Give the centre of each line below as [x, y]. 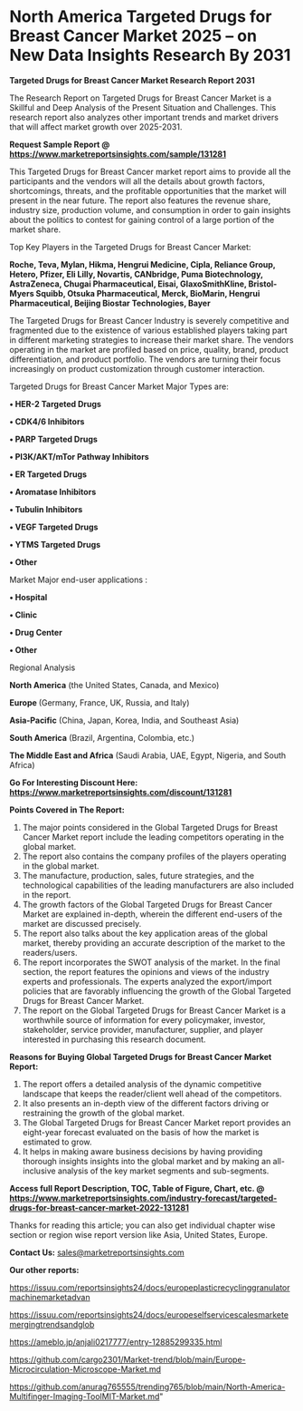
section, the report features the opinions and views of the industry [146, 971]
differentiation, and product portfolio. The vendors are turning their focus [145, 359]
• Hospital [28, 597]
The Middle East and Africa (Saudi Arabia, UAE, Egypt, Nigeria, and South [148, 755]
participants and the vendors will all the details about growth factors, [137, 181]
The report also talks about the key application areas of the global [145, 933]
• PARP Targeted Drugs [53, 439]
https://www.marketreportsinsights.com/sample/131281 [118, 154]
